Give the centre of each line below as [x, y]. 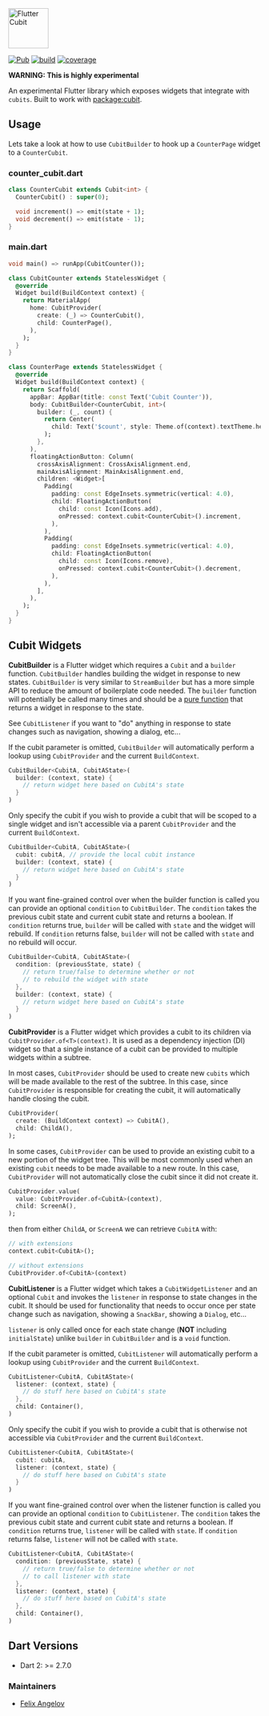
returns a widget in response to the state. [76, 707]
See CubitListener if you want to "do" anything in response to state [120, 723]
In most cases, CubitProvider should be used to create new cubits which [129, 1073]
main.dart [28, 247]
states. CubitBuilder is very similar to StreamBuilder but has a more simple [131, 682]
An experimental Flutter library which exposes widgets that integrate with [129, 91]
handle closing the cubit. [49, 1099]
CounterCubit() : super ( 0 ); [62, 197]
